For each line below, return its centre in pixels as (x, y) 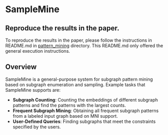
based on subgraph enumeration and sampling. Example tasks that (75, 84)
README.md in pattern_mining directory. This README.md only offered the (84, 46)
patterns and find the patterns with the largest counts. (69, 105)
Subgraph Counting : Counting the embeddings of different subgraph (85, 99)
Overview (21, 67)
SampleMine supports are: (33, 90)
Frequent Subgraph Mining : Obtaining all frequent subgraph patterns (86, 111)
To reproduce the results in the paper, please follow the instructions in (79, 40)
